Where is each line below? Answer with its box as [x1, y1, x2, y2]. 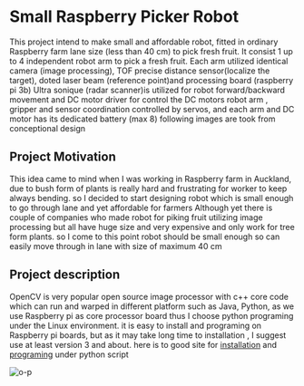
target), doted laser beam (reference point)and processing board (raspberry [9, 74, 294, 85]
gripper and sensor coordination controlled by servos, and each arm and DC [9, 103, 295, 114]
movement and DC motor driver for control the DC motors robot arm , [9, 93, 269, 105]
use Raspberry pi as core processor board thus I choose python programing [9, 310, 294, 321]
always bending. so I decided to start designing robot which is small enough [9, 192, 294, 203]
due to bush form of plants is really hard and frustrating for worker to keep [9, 183, 288, 194]
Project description [9, 267, 121, 283]
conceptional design [9, 122, 86, 133]
